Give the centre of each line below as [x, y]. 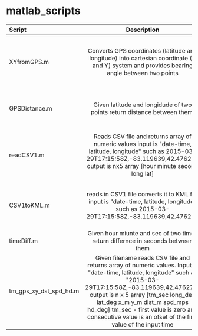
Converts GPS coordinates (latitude [136, 50]
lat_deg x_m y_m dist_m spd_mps [142, 302]
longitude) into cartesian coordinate [139, 58]
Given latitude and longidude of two [143, 105]
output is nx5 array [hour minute [132, 166]
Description [143, 30]
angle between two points [143, 73]
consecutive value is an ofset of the [136, 316]
